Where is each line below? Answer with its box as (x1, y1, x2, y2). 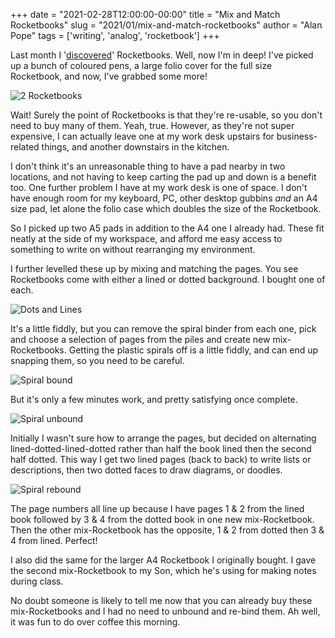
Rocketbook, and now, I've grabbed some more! (10, 70, 208, 82)
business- (276, 130, 318, 142)
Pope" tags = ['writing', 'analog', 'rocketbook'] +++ (10, 30, 220, 41)
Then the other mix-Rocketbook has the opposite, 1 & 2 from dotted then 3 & (10, 524, 325, 536)
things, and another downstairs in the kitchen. (41, 141, 230, 153)
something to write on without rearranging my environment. (10, 244, 256, 255)
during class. (10, 575, 64, 587)
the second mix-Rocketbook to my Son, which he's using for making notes (10, 565, 317, 576)
